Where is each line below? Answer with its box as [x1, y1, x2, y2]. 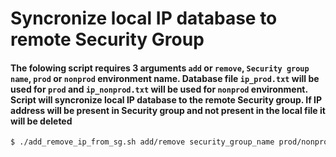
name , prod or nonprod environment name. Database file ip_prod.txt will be [10, 72, 320, 84]
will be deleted [10, 115, 73, 127]
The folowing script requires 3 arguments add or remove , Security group [10, 62, 310, 74]
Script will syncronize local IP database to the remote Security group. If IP [10, 93, 323, 106]
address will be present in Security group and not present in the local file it [10, 104, 326, 116]
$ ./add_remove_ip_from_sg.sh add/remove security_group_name [10, 137, 275, 147]
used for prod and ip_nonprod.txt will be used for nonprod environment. [10, 83, 308, 95]
